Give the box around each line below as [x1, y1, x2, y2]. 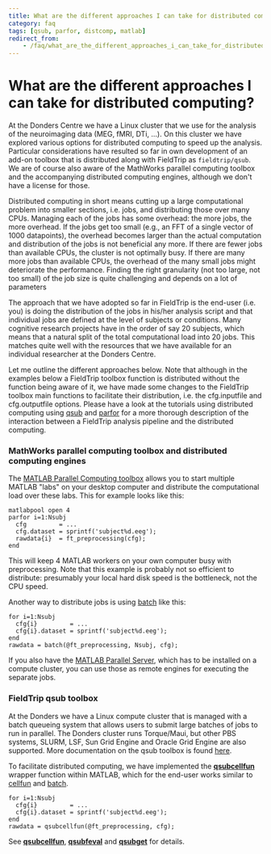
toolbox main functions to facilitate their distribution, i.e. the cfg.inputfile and [8, 391, 262, 401]
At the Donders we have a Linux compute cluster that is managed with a [8, 711, 248, 721]
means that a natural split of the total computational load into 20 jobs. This [8, 332, 256, 342]
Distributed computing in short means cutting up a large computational [8, 196, 244, 206]
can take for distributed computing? [8, 94, 255, 112]
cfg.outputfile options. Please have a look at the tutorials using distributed [8, 399, 253, 409]
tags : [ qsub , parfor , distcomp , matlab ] [8, 27, 147, 35]
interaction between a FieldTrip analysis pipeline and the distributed [8, 417, 234, 427]
